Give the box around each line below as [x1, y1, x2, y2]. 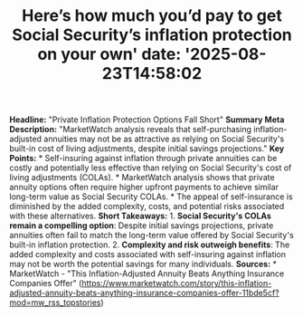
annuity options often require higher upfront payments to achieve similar [9, 182, 279, 193]
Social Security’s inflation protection [12, 24, 292, 45]
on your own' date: [37, 44, 182, 64]
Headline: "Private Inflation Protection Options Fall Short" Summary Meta [9, 114, 285, 125]
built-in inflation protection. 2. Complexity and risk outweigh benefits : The [9, 239, 290, 250]
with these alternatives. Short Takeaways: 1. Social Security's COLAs [9, 210, 271, 222]
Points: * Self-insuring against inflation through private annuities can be [9, 153, 278, 164]
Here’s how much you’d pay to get [22, 5, 282, 26]
